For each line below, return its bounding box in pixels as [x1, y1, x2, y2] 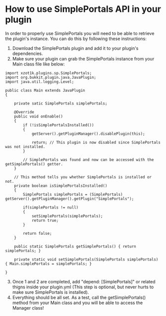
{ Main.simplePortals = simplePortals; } [5, 261, 92, 266]
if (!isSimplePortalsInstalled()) [23, 122, 94, 127]
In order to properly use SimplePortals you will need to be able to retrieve [5, 30, 155, 36]
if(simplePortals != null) [23, 205, 79, 210]
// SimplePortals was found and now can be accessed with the [23, 157, 154, 162]
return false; [23, 231, 52, 236]
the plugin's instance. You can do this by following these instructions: [5, 36, 147, 42]
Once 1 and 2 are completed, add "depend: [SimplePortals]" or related [12, 278, 156, 284]
